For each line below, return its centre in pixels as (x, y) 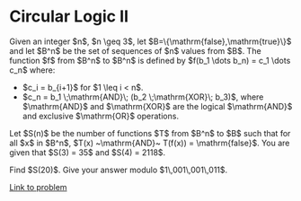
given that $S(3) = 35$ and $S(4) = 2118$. (88, 152)
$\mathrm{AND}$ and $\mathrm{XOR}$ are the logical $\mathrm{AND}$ (157, 106)
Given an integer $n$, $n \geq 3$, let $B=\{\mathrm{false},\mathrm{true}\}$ (150, 41)
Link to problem (38, 187)
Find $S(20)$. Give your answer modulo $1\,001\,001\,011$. (119, 170)
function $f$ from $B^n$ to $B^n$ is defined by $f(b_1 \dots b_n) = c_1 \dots (150, 60)
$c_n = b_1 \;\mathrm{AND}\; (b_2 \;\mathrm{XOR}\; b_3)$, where (143, 97)
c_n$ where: (32, 70)
